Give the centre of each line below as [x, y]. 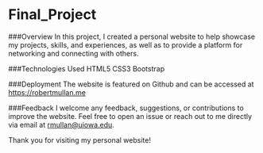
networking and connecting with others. [73, 53]
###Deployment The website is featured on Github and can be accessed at [131, 84]
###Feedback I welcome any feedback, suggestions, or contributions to [126, 108]
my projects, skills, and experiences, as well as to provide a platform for [126, 44]
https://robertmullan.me [47, 92]
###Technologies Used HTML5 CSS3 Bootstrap [87, 68]
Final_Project [52, 15]
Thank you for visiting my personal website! [79, 140]
